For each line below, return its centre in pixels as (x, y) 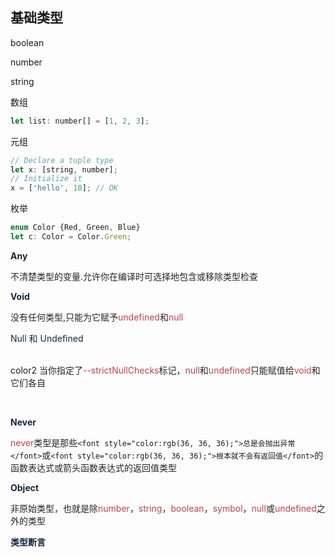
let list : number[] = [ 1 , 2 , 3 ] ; (80, 121)
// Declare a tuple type (62, 160)
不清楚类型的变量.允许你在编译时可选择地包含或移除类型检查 (134, 276)
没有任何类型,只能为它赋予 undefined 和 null (97, 317)
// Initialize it (46, 179)
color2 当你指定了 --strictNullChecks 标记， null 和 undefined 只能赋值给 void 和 (165, 370)
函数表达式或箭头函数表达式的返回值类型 (93, 467)
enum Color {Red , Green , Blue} (75, 228)
